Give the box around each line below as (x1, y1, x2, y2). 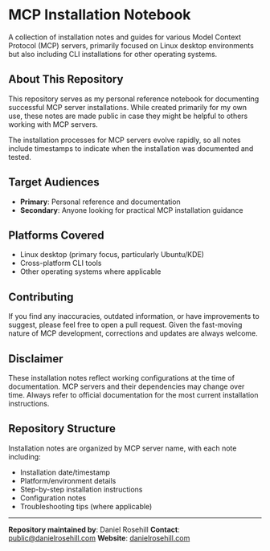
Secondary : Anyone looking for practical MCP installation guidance (19, 205, 243, 214)
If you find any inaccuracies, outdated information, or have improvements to (8, 312, 260, 321)
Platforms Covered (8, 228, 104, 242)
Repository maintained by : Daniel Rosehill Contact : (8, 524, 181, 534)
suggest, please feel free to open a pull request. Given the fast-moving (8, 320, 243, 330)
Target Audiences (8, 175, 100, 190)
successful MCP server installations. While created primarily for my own (8, 102, 247, 112)
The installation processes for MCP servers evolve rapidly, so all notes (8, 135, 241, 145)
